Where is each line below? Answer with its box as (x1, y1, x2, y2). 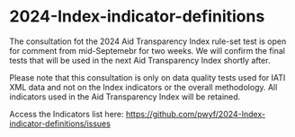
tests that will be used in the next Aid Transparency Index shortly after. (9, 55, 271, 65)
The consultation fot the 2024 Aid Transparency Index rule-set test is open (9, 36, 287, 47)
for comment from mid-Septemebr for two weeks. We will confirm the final (9, 45, 286, 56)
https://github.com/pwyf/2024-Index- (125, 108, 266, 119)
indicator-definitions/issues (9, 118, 111, 129)
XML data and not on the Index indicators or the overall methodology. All (9, 81, 278, 92)
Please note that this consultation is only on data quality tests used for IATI (9, 72, 286, 82)
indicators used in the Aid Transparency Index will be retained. (9, 91, 241, 102)
